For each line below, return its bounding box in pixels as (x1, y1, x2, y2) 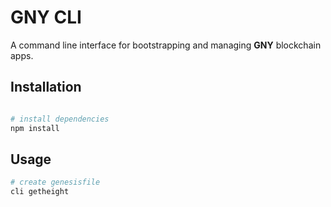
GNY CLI (10, 6, 82, 29)
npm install (10, 123, 60, 133)
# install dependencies (10, 114, 110, 124)
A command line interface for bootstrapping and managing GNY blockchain (10, 39, 322, 51)
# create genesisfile (10, 177, 101, 188)
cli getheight (10, 187, 70, 197)
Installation (10, 79, 82, 96)
